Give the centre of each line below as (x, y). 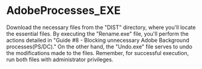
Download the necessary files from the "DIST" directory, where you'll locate (101, 27)
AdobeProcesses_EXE (64, 11)
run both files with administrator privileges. (60, 59)
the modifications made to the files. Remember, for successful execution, (98, 53)
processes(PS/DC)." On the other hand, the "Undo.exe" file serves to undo (99, 47)
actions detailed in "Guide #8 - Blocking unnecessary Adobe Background (98, 40)
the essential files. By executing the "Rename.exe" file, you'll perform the (98, 33)
